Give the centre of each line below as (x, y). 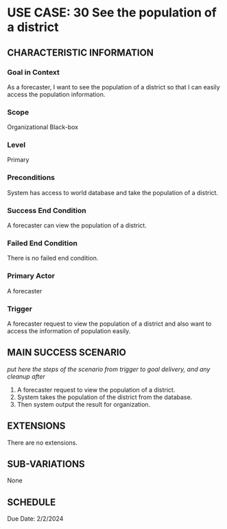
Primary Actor (31, 276)
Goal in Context (34, 72)
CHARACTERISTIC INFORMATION (81, 53)
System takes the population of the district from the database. (105, 397)
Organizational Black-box (43, 127)
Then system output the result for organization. (84, 404)
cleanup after (26, 376)
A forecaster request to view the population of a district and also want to (109, 324)
